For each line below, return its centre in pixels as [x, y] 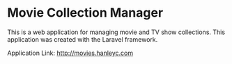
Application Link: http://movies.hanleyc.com [70, 53]
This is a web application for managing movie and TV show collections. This [116, 32]
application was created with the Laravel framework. [83, 39]
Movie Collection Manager [85, 13]
